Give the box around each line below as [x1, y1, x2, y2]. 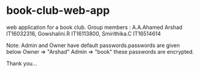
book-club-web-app [6, 4, 110, 17]
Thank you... [6, 60, 37, 67]
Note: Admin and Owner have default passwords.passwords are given [6, 42, 180, 49]
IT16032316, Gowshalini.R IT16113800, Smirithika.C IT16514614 [6, 30, 161, 37]
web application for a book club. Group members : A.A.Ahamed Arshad [6, 24, 183, 31]
